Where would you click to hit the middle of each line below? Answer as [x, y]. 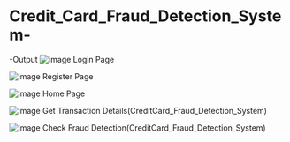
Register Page [68, 76]
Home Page [64, 93]
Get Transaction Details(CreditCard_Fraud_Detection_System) [155, 110]
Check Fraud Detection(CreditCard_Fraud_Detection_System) [155, 127]
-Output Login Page [62, 59]
